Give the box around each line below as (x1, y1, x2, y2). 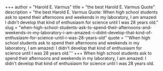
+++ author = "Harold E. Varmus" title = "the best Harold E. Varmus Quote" (5, 4, 155, 10)
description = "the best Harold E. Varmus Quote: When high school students (5, 9, 158, 15)
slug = (5, 25, 18, 30)
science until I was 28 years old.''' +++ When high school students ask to (5, 50, 152, 56)
